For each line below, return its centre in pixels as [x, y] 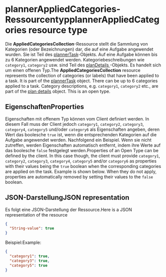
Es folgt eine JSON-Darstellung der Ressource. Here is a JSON [69, 210]
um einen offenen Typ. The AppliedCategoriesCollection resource [73, 70]
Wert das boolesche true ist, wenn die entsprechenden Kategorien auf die [81, 134]
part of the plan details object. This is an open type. [58, 91]
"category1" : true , [30, 256]
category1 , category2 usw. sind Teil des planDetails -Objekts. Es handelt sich [83, 65]
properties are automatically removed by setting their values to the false [79, 176]
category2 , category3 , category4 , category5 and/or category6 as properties [81, 161]
